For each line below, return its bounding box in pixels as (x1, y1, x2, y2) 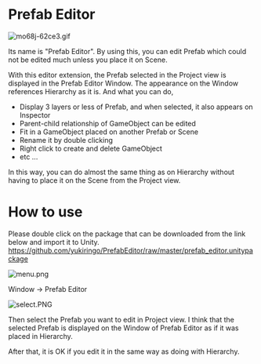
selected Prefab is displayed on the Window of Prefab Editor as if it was (8, 323, 239, 333)
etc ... (19, 151, 38, 162)
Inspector (19, 110, 51, 119)
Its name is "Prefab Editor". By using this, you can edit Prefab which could (8, 46, 247, 56)
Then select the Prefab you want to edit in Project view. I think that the (8, 315, 235, 324)
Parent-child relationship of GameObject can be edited (19, 118, 196, 128)
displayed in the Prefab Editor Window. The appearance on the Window (8, 78, 239, 88)
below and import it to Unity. (8, 237, 100, 246)
